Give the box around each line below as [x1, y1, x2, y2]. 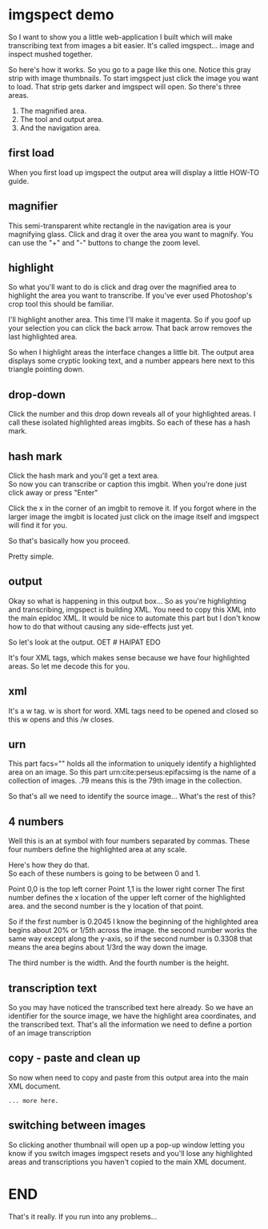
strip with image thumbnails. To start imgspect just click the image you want [8, 73, 258, 83]
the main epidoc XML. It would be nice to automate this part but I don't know [8, 612, 261, 623]
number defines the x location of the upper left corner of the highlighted [8, 893, 246, 902]
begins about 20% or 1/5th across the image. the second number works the [8, 926, 258, 935]
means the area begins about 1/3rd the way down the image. [8, 942, 208, 952]
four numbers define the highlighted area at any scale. [8, 844, 187, 854]
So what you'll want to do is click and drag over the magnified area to [8, 283, 237, 292]
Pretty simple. [8, 551, 54, 561]
